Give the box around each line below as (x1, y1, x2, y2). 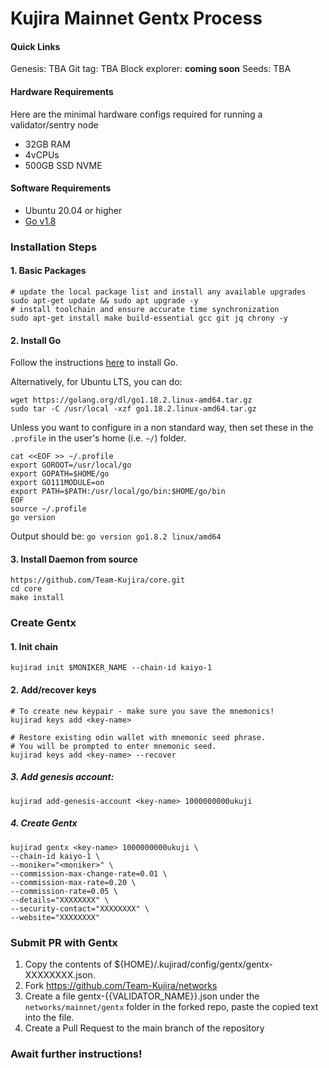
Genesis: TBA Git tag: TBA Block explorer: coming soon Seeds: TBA (10, 63, 292, 75)
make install (10, 593, 65, 603)
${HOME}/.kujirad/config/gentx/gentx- (114, 958, 273, 970)
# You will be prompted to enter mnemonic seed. (10, 741, 217, 751)
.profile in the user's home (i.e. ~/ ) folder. (10, 432, 187, 444)
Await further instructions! (10, 1047, 143, 1061)
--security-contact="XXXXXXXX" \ (10, 903, 150, 914)
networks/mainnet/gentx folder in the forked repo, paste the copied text (24, 1000, 319, 1012)
